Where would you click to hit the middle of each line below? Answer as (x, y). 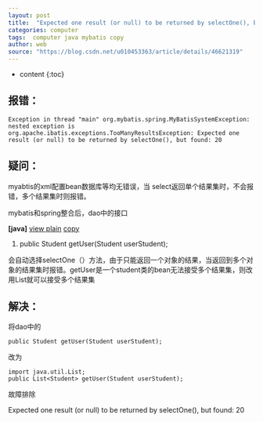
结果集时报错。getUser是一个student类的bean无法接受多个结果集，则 (134, 269)
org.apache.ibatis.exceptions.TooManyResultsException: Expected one (124, 133)
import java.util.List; (47, 372)
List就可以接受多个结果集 (55, 279)
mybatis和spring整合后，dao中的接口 (68, 213)
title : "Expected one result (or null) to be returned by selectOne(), (129, 23)
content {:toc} (42, 74)
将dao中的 (25, 327)
